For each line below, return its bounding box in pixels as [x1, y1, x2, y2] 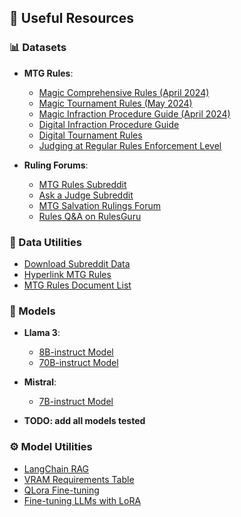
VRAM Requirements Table [23, 473, 135, 485]
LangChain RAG [23, 462, 90, 475]
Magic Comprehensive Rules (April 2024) [38, 86, 210, 98]
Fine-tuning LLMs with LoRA [23, 494, 142, 506]
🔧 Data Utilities [9, 235, 82, 249]
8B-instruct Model [38, 346, 114, 358]
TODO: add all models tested [23, 415, 146, 427]
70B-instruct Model [38, 357, 119, 369]
